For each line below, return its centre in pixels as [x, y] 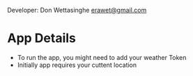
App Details [42, 38]
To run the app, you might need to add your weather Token [102, 57]
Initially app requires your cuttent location [77, 65]
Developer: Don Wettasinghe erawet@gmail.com [77, 10]
